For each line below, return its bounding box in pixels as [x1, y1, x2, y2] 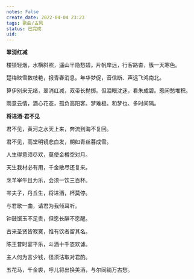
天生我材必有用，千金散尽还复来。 [6, 164, 91, 171]
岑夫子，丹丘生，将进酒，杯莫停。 [6, 189, 91, 196]
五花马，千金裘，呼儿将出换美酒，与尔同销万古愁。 [6, 266, 133, 274]
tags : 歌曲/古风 [6, 20, 43, 26]
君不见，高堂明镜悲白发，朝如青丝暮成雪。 [6, 138, 112, 145]
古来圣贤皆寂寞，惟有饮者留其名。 [6, 228, 91, 235]
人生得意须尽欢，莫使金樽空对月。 [6, 151, 91, 158]
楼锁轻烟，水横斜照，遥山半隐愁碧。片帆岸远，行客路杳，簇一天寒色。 [6, 61, 181, 69]
